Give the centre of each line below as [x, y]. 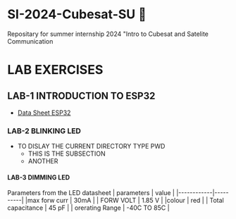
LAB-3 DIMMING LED [39, 177]
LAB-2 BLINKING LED [44, 131]
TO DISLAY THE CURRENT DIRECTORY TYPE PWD [91, 146]
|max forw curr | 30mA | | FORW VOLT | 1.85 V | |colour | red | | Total [124, 201]
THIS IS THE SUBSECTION [67, 154]
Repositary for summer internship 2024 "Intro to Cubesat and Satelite [108, 34]
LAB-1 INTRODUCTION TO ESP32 [81, 95]
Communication [30, 41]
